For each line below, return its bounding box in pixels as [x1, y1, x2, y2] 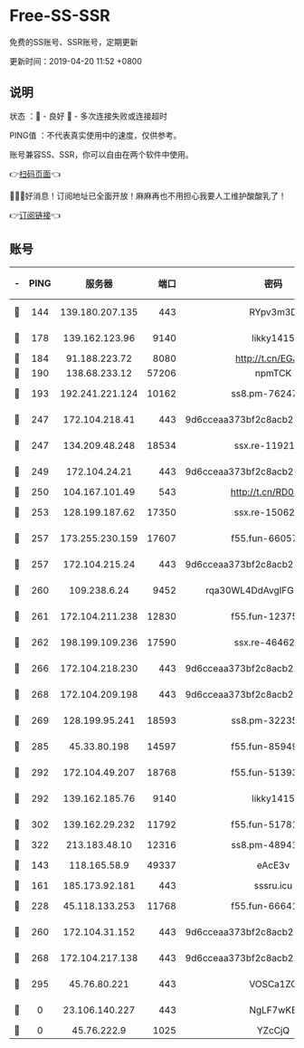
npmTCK [254, 367, 292, 379]
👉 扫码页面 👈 [9, 168, 62, 179]
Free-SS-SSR [9, 5, 110, 26]
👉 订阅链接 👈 [9, 209, 62, 220]
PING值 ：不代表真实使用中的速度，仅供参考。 [9, 129, 182, 140]
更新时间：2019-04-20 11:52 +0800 [9, 55, 142, 66]
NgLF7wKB [248, 1004, 298, 1016]
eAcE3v [256, 859, 290, 872]
